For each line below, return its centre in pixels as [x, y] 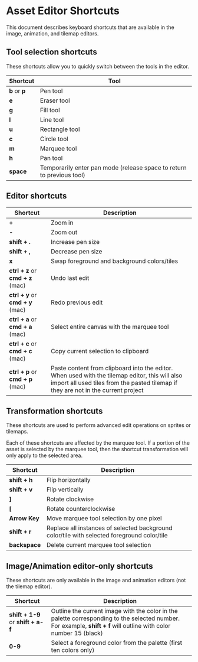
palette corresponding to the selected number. [115, 618]
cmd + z [21, 278]
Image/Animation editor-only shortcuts [80, 566]
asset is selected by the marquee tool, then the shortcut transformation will [97, 449]
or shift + [22, 622]
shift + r [20, 531]
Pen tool [52, 91]
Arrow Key [24, 518]
